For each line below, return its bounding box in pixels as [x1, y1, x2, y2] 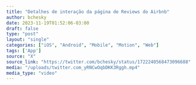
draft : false [6, 25, 39, 32]
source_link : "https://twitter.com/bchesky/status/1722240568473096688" [6, 59, 191, 65]
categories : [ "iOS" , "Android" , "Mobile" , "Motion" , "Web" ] [6, 42, 160, 48]
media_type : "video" [6, 70, 58, 76]
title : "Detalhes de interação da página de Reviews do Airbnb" [6, 8, 170, 15]
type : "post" [6, 31, 39, 37]
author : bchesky [6, 14, 47, 20]
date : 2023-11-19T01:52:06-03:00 [6, 20, 90, 26]
